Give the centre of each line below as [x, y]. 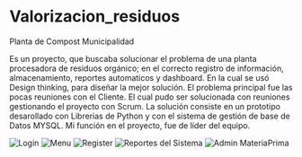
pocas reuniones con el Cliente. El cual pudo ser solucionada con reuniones [150, 97]
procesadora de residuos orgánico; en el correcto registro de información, [147, 68]
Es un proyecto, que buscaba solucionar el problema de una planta [133, 58]
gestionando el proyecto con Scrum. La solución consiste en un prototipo [145, 106]
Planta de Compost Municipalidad [72, 41]
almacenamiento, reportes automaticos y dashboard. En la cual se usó [139, 77]
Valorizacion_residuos [95, 17]
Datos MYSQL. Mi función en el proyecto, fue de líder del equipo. [130, 125]
